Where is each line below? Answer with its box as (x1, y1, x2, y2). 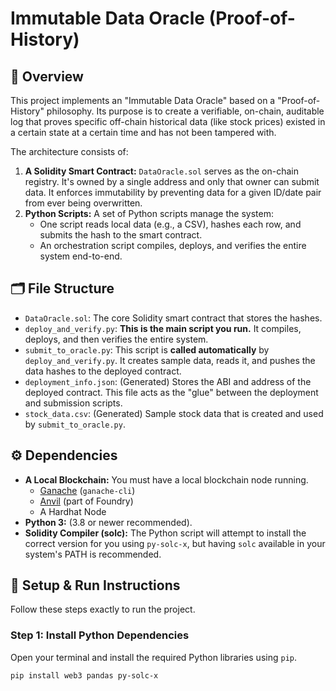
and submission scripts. (24, 397, 123, 409)
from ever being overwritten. (24, 197, 143, 209)
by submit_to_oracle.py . (24, 418, 126, 430)
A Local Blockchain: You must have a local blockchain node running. (24, 473, 309, 486)
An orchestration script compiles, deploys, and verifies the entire (39, 240, 307, 251)
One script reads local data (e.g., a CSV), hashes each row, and (39, 218, 302, 230)
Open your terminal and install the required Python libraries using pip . (10, 651, 297, 663)
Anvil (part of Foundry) (39, 495, 134, 507)
